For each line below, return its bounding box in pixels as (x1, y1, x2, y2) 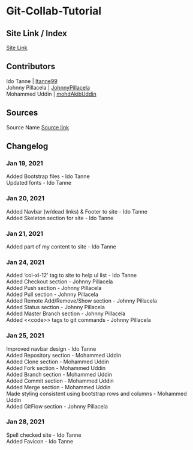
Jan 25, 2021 (6, 331, 44, 340)
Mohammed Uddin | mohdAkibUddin (6, 90, 97, 97)
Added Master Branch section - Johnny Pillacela (6, 310, 126, 317)
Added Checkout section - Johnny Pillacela (6, 278, 113, 285)
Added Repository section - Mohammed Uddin (6, 351, 122, 359)
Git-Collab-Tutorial (6, 4, 102, 18)
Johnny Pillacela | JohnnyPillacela (6, 84, 91, 91)
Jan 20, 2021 (6, 194, 45, 203)
